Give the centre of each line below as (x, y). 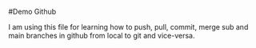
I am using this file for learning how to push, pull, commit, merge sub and (128, 27)
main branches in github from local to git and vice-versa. (102, 36)
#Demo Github (32, 12)
